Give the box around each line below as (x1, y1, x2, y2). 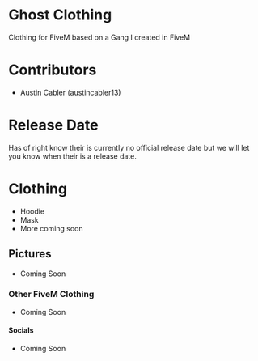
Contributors (8, 61, 97, 79)
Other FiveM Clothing (8, 289, 95, 300)
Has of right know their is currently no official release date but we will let (8, 142, 250, 152)
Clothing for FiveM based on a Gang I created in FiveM (8, 32, 191, 42)
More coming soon (19, 223, 83, 233)
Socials (8, 325, 34, 335)
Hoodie (19, 206, 45, 216)
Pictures (8, 247, 52, 261)
